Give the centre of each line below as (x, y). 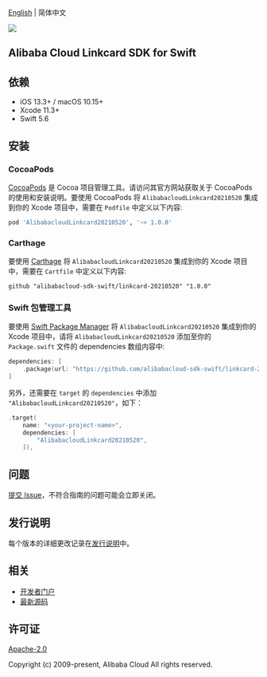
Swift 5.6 (34, 119)
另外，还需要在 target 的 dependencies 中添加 (83, 392)
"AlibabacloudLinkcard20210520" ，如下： (75, 403)
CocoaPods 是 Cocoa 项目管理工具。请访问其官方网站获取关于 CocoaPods (130, 187)
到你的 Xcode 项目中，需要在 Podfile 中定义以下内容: (95, 207)
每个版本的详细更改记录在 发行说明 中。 (71, 543)
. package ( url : (46, 369)
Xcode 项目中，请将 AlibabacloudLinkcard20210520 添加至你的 (110, 337)
